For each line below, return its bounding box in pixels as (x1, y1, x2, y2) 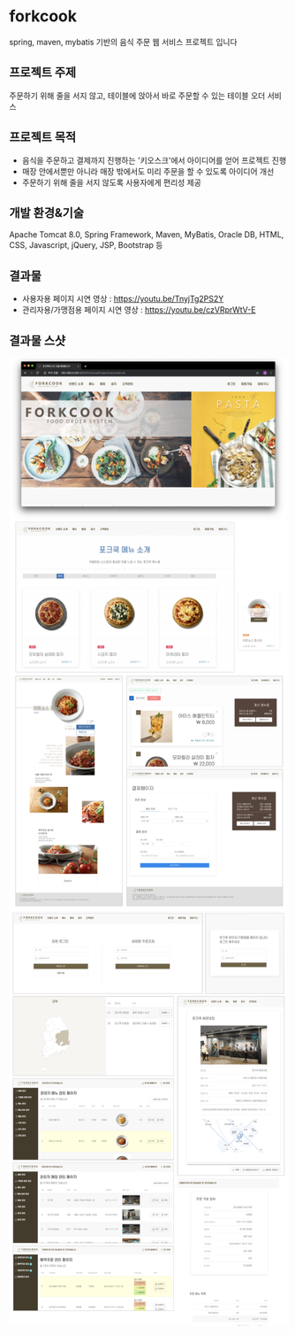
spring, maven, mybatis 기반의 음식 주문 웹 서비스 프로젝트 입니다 (9, 36, 238, 47)
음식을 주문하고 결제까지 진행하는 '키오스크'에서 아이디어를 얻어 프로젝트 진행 (21, 155, 287, 166)
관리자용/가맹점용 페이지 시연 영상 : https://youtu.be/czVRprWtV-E (21, 305, 256, 315)
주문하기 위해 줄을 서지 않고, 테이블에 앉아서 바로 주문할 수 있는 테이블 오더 (9, 90, 266, 101)
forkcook (9, 6, 78, 27)
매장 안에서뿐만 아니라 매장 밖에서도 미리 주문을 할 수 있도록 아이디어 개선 (21, 166, 275, 176)
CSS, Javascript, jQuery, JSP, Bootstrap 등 (9, 240, 163, 251)
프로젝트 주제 (9, 65, 77, 81)
